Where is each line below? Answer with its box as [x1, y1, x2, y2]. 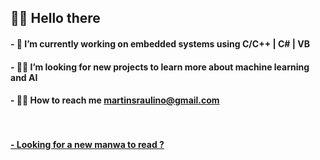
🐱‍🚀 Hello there [10, 10, 101, 27]
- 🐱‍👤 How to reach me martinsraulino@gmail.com [10, 94, 220, 106]
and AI [10, 71, 38, 83]
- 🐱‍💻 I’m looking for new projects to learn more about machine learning [10, 61, 310, 73]
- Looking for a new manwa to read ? [10, 138, 165, 150]
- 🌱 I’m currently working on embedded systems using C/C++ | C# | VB [10, 37, 310, 50]
